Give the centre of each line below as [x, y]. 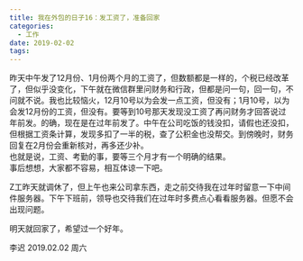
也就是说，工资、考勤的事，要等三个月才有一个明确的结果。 [120, 157]
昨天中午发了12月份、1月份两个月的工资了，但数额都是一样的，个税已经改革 [149, 78]
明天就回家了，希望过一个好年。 [69, 229]
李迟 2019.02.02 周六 [48, 247]
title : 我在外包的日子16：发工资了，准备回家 [85, 18]
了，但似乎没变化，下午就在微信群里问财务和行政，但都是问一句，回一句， [147, 89]
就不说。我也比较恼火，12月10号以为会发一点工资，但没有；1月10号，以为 [153, 101]
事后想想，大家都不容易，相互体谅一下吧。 [88, 168]
